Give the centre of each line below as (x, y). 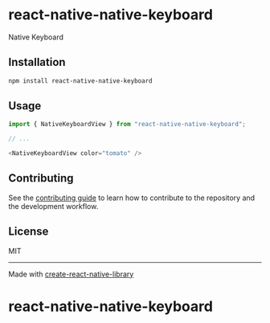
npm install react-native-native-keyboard (80, 81)
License (29, 232)
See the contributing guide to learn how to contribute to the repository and (132, 198)
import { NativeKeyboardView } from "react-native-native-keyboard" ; (127, 125)
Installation (37, 62)
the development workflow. (53, 206)
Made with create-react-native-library (71, 274)
